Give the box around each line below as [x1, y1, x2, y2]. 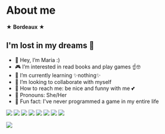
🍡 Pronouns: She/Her [14, 91, 67, 98]
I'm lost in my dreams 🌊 [6, 40, 95, 51]
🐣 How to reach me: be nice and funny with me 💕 [14, 85, 135, 92]
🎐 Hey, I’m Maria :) [14, 56, 60, 63]
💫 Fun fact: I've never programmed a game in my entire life [14, 98, 159, 105]
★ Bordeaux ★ [6, 23, 45, 30]
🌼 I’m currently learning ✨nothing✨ [14, 71, 101, 79]
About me [6, 4, 56, 17]
